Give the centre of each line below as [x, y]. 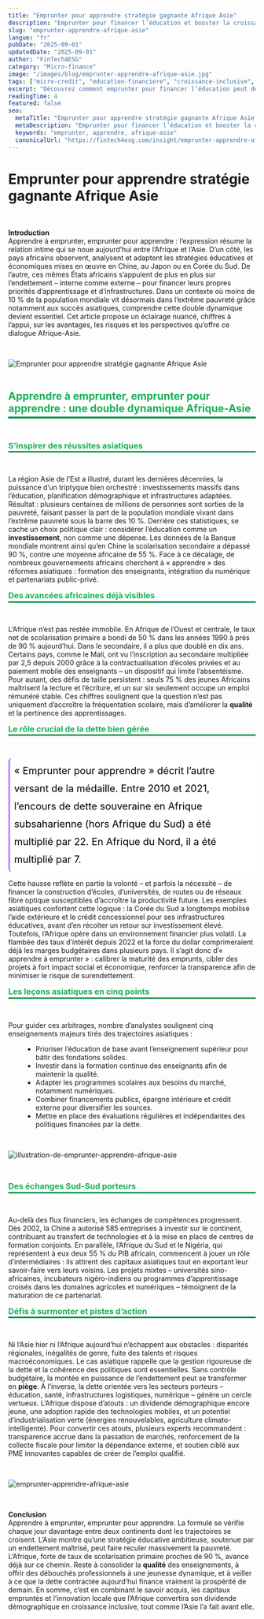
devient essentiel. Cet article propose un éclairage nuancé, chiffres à [120, 317]
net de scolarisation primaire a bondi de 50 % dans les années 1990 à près [129, 637]
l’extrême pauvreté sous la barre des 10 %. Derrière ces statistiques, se [124, 521]
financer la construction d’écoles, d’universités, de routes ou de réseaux [125, 892]
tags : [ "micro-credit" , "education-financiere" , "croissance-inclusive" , [132, 81]
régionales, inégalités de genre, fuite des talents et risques [103, 1353]
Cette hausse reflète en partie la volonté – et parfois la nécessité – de [120, 884]
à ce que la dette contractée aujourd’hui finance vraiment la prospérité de [127, 1582]
